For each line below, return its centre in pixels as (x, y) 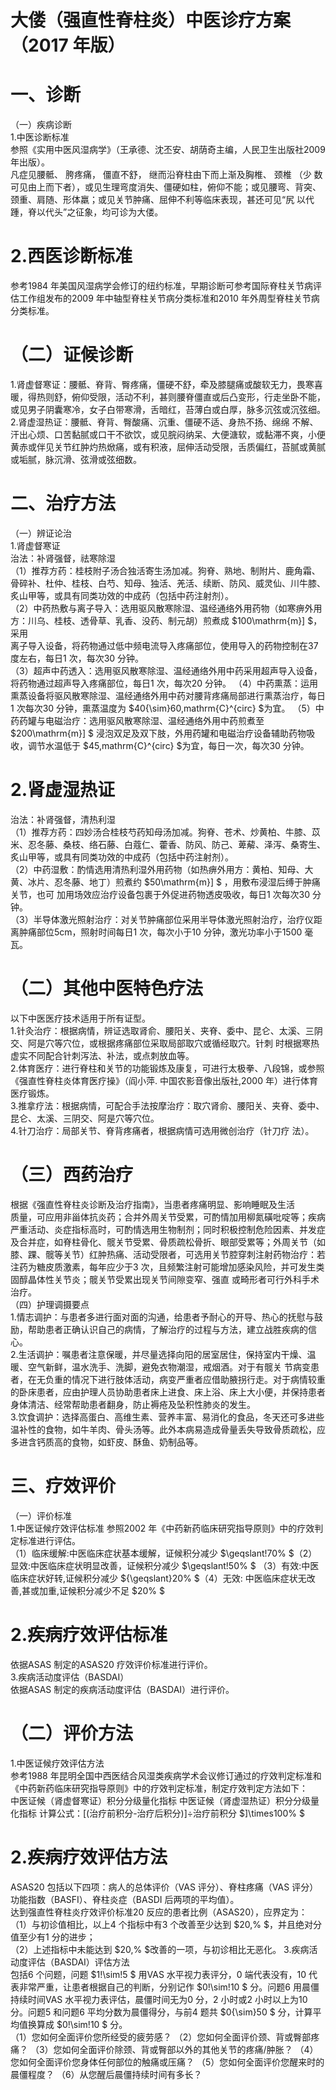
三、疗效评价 (63, 1485)
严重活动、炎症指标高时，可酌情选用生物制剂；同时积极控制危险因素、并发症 (168, 1229)
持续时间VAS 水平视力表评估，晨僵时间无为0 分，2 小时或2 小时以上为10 (159, 1999)
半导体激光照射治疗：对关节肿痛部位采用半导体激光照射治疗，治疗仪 (173, 919)
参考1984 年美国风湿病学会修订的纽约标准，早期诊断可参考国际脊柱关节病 (162, 286)
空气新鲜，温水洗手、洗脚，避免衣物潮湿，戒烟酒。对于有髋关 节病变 (169, 1367)
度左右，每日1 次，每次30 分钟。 (77, 658)
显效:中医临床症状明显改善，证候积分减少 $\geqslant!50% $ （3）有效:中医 (165, 1565)
